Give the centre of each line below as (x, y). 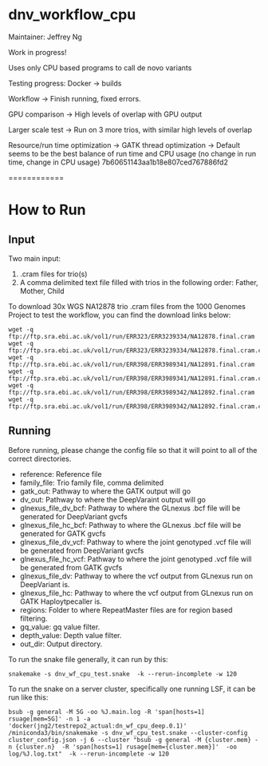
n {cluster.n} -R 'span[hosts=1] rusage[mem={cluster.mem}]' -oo (123, 747)
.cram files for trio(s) (53, 274)
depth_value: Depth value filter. (71, 635)
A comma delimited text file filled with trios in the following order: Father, (139, 282)
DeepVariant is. (45, 584)
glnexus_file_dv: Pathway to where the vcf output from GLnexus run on (136, 576)
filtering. (33, 618)
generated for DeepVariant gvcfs (73, 516)
